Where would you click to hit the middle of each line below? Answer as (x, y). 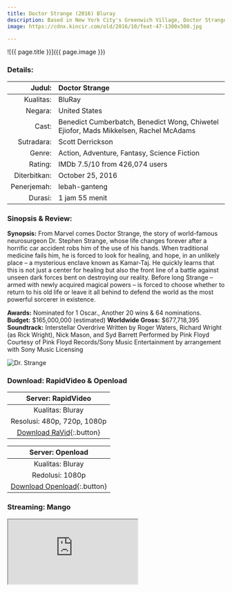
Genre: (41, 152)
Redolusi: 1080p (59, 475)
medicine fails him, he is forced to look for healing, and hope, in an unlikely (113, 255)
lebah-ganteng (83, 186)
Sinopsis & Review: (40, 218)
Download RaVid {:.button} (59, 433)
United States (80, 110)
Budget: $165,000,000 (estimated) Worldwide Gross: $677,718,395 (103, 320)
